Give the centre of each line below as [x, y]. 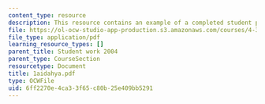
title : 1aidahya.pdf [42, 74]
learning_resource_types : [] [56, 45]
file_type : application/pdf [54, 37]
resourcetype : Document [47, 66]
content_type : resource [47, 15]
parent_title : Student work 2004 [63, 52]
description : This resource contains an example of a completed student [130, 23]
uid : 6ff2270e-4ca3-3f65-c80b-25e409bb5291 [81, 88]
